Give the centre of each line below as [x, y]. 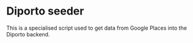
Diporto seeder [45, 11]
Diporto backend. [28, 34]
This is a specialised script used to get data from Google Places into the [97, 28]
